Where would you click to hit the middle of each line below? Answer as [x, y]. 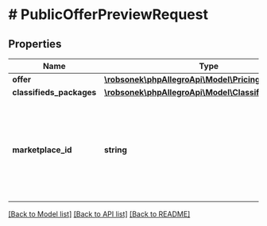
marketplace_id [42, 150]
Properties [35, 44]
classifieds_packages [54, 92]
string [115, 150]
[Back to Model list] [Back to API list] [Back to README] [99, 214]
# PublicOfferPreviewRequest [108, 15]
